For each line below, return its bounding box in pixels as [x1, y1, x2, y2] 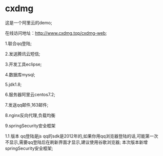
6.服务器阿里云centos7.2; [5, 91, 55, 97]
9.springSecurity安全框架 [5, 123, 56, 129]
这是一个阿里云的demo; [5, 20, 52, 25]
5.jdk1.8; [5, 81, 22, 87]
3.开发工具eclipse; [5, 61, 42, 67]
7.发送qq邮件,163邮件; [5, 102, 49, 108]
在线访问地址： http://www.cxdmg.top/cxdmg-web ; [5, 30, 107, 36]
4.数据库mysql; [5, 71, 36, 77]
